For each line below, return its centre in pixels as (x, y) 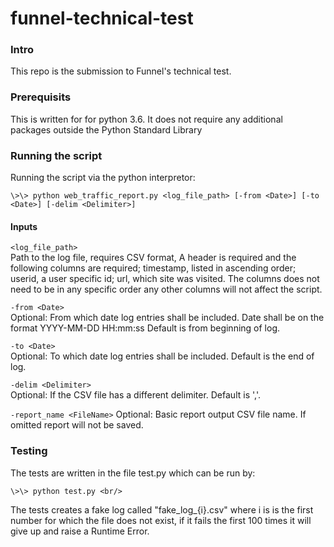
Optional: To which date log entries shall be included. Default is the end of (162, 356)
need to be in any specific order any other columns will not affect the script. (166, 289)
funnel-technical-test (102, 18)
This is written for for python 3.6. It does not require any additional (146, 119)
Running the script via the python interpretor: (103, 178)
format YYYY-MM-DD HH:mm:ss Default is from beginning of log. (145, 328)
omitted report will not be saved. (77, 425)
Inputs (24, 226)
